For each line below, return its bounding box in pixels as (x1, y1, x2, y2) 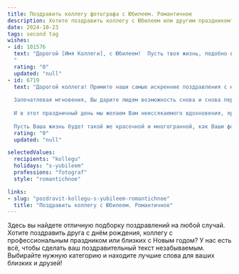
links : (7, 188, 27, 196)
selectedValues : (7, 149, 55, 157)
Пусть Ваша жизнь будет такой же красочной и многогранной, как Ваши (14, 122, 224, 130)
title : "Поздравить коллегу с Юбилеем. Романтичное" (14, 201, 174, 209)
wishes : (7, 37, 31, 44)
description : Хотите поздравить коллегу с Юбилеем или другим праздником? (7, 17, 234, 24)
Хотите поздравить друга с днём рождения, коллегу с (7, 228, 173, 237)
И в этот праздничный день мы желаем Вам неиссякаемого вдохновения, (14, 110, 224, 117)
